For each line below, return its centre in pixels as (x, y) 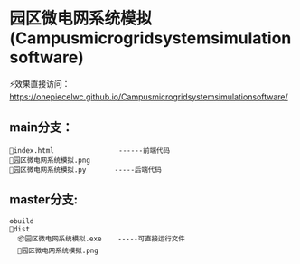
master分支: (44, 200)
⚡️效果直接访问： (40, 83)
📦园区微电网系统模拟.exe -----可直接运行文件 (101, 239)
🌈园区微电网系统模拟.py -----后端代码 (86, 170)
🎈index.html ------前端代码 (89, 150)
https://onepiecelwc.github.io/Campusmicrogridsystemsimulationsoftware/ (149, 97)
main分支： (42, 127)
